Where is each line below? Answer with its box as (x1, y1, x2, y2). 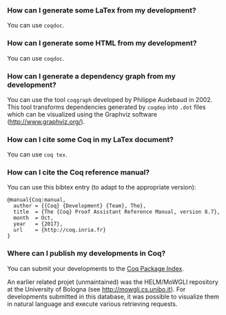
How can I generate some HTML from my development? (7, 39, 198, 48)
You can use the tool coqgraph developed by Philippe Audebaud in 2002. (7, 95, 213, 103)
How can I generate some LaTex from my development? (7, 6, 196, 15)
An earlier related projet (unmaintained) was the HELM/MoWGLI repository (7, 278, 219, 286)
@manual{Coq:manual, (7, 196, 67, 203)
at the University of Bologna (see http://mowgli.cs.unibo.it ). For (7, 285, 186, 293)
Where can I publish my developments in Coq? (7, 249, 166, 258)
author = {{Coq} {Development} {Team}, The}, (13, 203, 147, 210)
